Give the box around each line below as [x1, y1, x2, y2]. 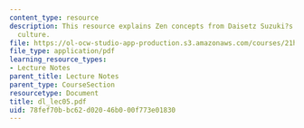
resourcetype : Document [9, 88, 100, 97]
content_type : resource [9, 13, 100, 23]
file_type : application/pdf [9, 47, 116, 56]
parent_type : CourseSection [9, 80, 116, 89]
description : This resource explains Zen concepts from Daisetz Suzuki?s [9, 22, 294, 31]
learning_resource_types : [9, 55, 107, 64]
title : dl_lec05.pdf [9, 96, 88, 106]
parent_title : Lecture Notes [9, 72, 119, 81]
